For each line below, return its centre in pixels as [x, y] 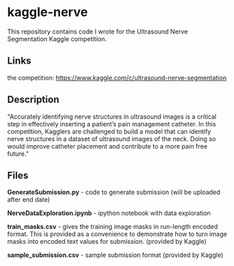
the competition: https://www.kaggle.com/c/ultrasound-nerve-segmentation [117, 77]
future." [18, 154]
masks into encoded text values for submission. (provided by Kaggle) [107, 242]
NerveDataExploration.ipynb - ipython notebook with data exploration [109, 213]
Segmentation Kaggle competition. [57, 38]
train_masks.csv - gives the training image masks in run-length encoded [113, 227]
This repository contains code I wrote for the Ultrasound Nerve [98, 31]
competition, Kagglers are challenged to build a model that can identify [109, 131]
